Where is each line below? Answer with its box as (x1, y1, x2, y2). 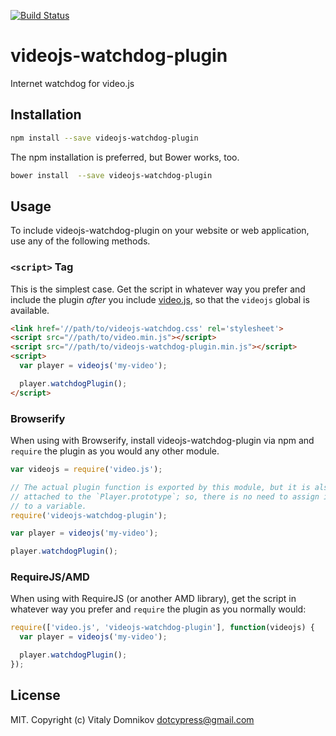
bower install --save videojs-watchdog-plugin (10, 170, 213, 180)
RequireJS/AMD (10, 570, 90, 584)
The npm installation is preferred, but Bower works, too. (10, 151, 240, 163)
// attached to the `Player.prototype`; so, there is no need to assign (10, 491, 320, 502)
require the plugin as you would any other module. (10, 445, 220, 457)
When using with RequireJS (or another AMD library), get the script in (10, 593, 297, 605)
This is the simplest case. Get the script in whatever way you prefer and (10, 283, 306, 295)
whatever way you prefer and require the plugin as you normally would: (10, 603, 307, 615)
